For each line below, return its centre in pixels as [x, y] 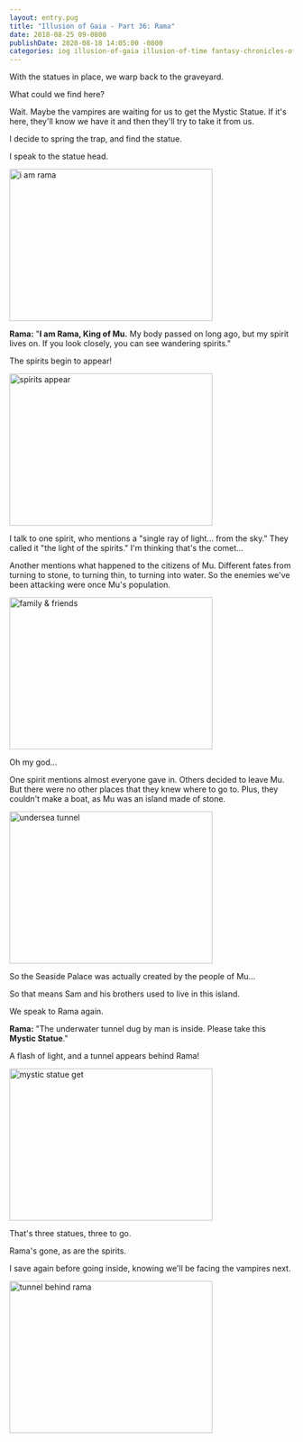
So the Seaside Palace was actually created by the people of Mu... [133, 977]
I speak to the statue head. [59, 156]
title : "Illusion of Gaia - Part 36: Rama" [92, 26]
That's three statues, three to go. [70, 1234]
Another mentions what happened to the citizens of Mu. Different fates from [150, 565]
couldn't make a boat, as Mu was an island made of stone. [118, 799]
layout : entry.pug [44, 18]
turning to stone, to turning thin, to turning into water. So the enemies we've [150, 575]
